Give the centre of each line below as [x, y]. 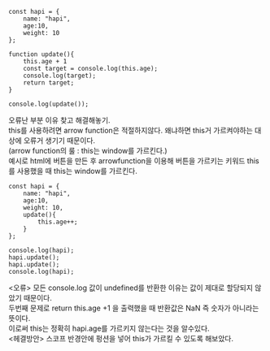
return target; [49, 83]
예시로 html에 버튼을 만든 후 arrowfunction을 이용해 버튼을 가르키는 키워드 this [134, 161]
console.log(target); [59, 76]
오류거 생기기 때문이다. [59, 141]
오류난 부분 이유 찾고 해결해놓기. [60, 120]
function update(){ [41, 54]
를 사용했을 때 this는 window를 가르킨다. [73, 171]
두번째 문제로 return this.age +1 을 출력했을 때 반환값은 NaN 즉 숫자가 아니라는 [134, 308]
